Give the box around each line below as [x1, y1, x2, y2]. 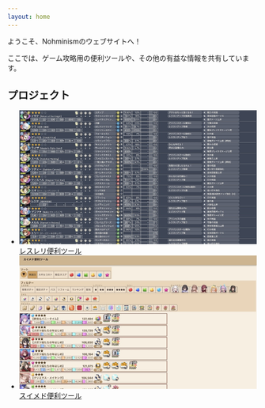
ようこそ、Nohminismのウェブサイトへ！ [7, 36, 142, 46]
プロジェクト [7, 89, 70, 102]
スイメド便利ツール [18, 391, 82, 400]
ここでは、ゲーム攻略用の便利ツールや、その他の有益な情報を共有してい [7, 53, 243, 62]
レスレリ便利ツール [18, 246, 82, 255]
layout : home [7, 13, 51, 21]
